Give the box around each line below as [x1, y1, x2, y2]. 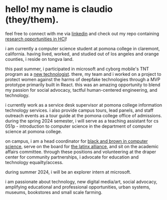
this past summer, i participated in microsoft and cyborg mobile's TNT [5, 66, 149, 72]
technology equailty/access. [5, 159, 63, 165]
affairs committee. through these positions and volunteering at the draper [5, 149, 156, 155]
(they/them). [5, 14, 59, 25]
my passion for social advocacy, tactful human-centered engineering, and [5, 87, 157, 93]
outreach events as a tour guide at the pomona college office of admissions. [5, 112, 162, 118]
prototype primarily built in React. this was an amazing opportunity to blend [5, 81, 160, 88]
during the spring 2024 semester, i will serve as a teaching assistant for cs [5, 118, 159, 124]
